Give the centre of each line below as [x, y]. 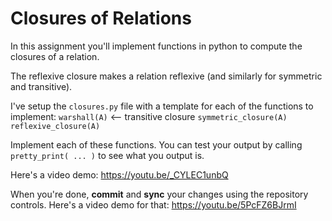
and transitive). [41, 86]
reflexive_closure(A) [55, 126]
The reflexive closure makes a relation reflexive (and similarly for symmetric [166, 76]
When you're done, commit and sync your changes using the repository [159, 194]
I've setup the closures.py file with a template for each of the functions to [162, 106]
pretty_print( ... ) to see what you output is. [107, 155]
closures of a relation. [55, 56]
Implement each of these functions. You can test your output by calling [156, 144]
